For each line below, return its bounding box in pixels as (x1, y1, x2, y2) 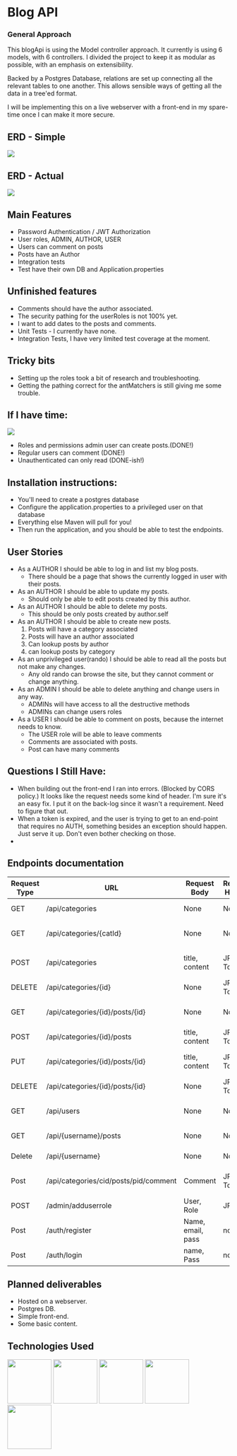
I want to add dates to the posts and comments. (17, 319, 157, 327)
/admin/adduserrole (46, 1200, 112, 1210)
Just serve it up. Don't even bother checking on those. (17, 829, 176, 838)
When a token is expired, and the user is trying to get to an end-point (17, 814, 219, 822)
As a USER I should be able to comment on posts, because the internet (17, 715, 224, 723)
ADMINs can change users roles (28, 707, 122, 716)
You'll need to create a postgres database (17, 496, 140, 504)
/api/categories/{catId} (46, 928, 122, 938)
